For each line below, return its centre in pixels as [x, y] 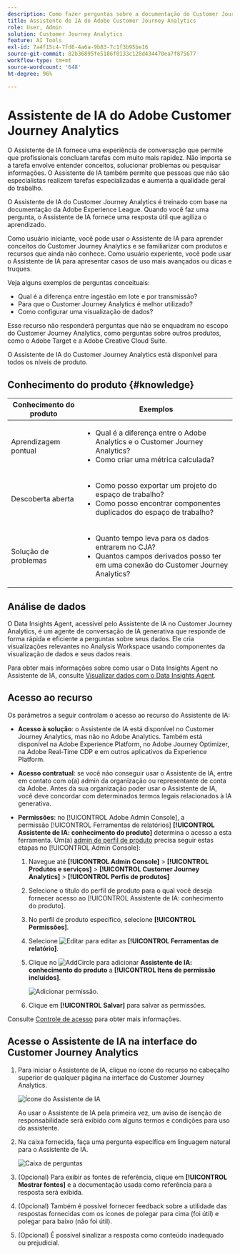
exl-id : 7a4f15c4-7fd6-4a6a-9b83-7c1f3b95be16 [78, 47]
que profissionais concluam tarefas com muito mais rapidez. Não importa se [120, 158]
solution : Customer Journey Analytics [65, 34]
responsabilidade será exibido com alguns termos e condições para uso [124, 1120]
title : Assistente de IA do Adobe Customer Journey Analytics [102, 21]
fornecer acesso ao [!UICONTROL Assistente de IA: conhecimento [126, 898]
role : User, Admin [35, 27]
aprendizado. [27, 225]
